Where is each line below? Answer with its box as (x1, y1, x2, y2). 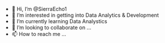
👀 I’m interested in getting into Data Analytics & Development (11, 12, 159, 19)
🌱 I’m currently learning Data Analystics (11, 18, 107, 24)
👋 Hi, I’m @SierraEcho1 (11, 6, 67, 12)
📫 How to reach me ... (11, 31, 66, 37)
